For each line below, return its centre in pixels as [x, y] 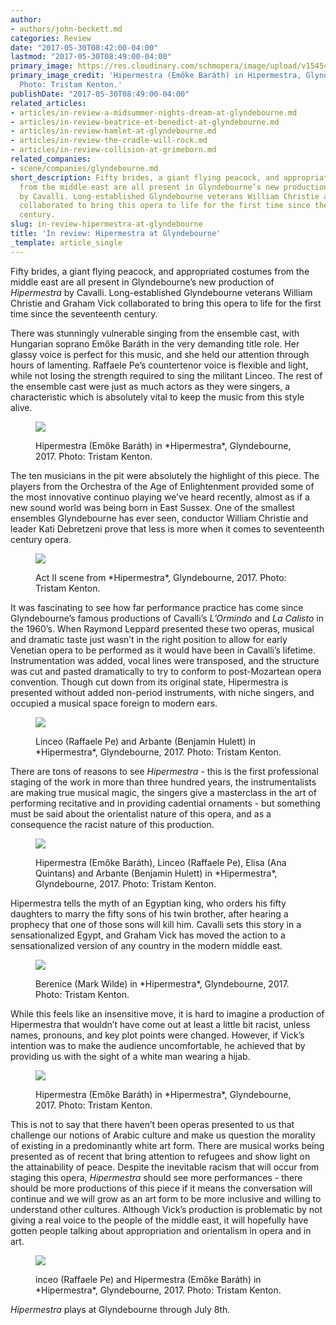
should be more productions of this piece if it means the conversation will [161, 1188]
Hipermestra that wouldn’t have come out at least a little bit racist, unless [160, 1024]
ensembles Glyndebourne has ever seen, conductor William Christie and [159, 518]
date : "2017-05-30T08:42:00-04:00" [84, 47]
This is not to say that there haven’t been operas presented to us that [152, 1124]
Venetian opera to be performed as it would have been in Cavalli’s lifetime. [163, 650]
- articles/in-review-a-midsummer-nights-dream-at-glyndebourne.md [154, 112]
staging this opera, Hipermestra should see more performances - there [156, 1177]
